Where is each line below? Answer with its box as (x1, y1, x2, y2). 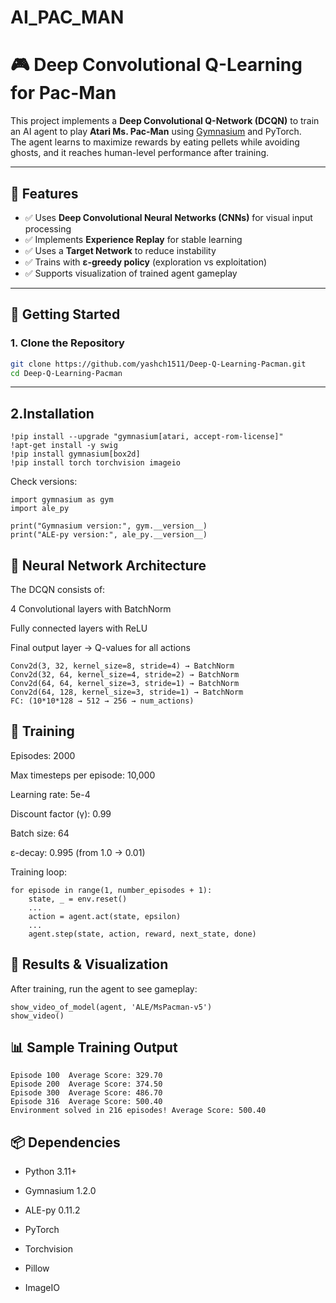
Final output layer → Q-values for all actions (10, 642, 191, 653)
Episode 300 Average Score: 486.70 (10, 1088, 163, 1098)
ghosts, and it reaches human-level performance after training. (10, 147, 270, 159)
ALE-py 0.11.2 (24, 1204, 81, 1216)
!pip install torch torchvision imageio (10, 458, 182, 468)
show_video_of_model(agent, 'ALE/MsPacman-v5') (10, 1002, 213, 1012)
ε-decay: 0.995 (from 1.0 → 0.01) (10, 846, 146, 858)
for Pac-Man (10, 82, 117, 105)
